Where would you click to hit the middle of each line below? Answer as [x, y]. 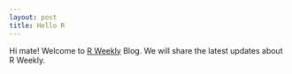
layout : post [33, 17]
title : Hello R [37, 26]
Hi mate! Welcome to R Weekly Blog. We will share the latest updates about [146, 50]
